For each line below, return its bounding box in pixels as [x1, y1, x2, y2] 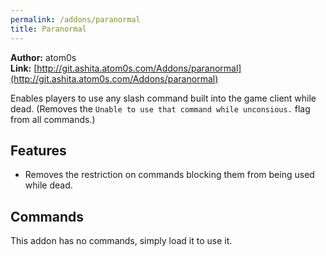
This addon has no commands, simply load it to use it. [10, 235, 233, 247]
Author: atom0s [10, 51, 77, 63]
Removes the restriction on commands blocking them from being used [24, 169, 315, 181]
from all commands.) [10, 113, 96, 125]
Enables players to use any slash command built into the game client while [10, 92, 317, 104]
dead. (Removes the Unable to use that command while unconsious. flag [10, 102, 311, 115]
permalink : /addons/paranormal [10, 14, 141, 25]
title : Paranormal [10, 24, 87, 34]
